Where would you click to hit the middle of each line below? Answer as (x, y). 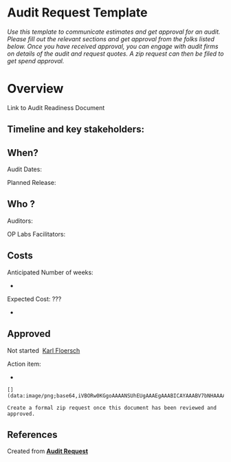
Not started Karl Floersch (44, 350)
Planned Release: (32, 183)
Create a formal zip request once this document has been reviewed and (112, 408)
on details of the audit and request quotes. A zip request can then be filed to (115, 54)
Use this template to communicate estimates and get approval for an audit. (114, 32)
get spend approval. (36, 60)
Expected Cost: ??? (34, 299)
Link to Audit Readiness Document (56, 107)
